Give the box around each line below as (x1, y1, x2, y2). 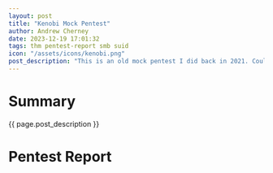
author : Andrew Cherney (8, 27, 89, 35)
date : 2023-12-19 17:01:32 (8, 34, 100, 43)
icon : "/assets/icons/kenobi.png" (8, 50, 126, 58)
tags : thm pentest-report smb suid (8, 42, 129, 50)
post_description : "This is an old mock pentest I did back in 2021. (8, 58, 249, 66)
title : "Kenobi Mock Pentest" (8, 19, 111, 28)
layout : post (8, 11, 53, 20)
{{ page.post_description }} (8, 119, 100, 128)
